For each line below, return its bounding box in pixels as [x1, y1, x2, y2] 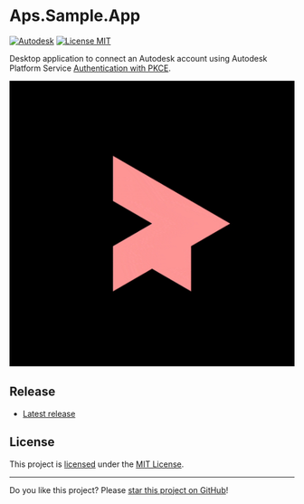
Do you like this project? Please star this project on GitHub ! [9, 484, 229, 495]
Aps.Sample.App [9, 5, 141, 26]
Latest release [22, 408, 76, 419]
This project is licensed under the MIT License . [9, 459, 185, 470]
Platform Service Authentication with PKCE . [9, 63, 172, 73]
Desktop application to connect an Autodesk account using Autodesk [9, 53, 268, 63]
